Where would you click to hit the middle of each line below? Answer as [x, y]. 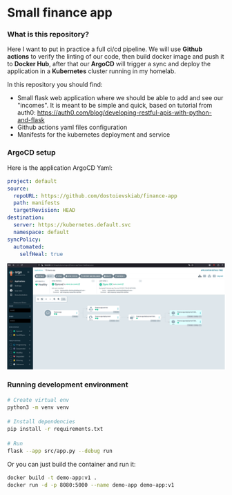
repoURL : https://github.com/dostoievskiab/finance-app [95, 196]
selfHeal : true [41, 254]
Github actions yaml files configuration [72, 127]
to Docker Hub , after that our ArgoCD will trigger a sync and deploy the [109, 64]
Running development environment [68, 385]
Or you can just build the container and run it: [71, 464]
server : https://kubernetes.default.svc [72, 225]
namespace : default [41, 232]
